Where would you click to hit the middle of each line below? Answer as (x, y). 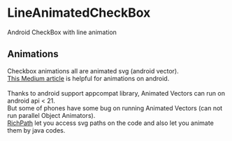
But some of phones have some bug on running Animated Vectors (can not (115, 108)
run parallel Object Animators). (51, 115)
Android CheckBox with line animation (62, 32)
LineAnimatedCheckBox (79, 13)
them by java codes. (36, 130)
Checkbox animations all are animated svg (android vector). (93, 70)
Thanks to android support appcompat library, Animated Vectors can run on (116, 93)
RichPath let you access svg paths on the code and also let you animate (111, 123)
